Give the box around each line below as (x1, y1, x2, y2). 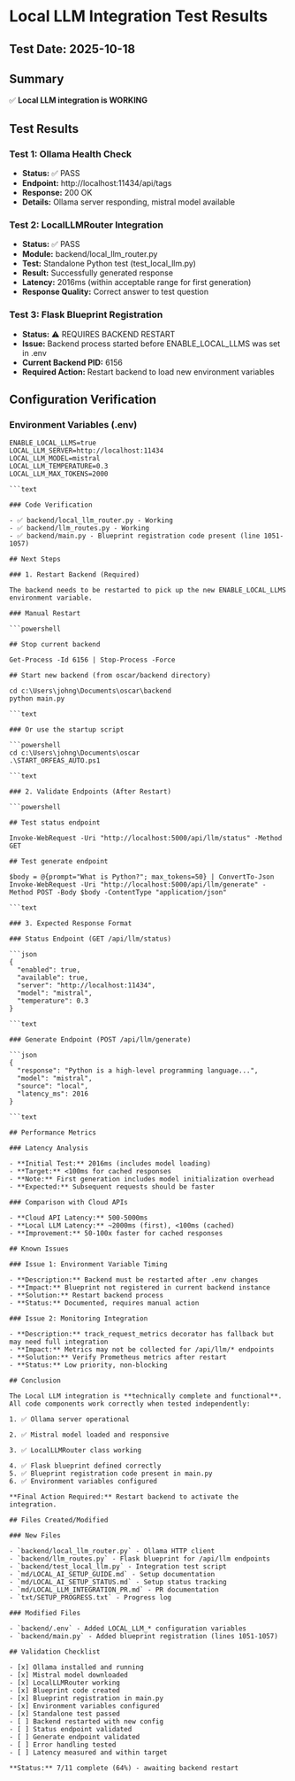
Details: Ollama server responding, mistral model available (21, 197, 236, 207)
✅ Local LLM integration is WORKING (9, 95, 148, 105)
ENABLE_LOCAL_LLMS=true (9, 438, 97, 448)
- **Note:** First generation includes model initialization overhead (9, 1175, 275, 1184)
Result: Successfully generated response (21, 267, 174, 278)
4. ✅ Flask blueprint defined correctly (9, 1461, 162, 1471)
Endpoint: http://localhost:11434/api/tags (21, 178, 172, 189)
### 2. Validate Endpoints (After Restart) (9, 787, 172, 796)
